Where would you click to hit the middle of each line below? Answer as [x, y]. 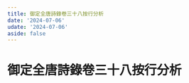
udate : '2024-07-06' [38, 27]
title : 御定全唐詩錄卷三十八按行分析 [56, 14]
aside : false [27, 33]
